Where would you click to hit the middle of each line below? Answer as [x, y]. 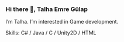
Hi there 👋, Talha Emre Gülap [47, 9]
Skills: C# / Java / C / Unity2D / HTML [51, 33]
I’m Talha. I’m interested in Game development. [62, 22]
